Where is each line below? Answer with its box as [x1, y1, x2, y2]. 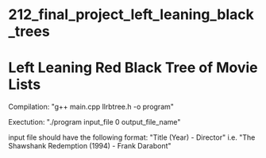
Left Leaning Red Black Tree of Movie [8, 59, 258, 77]
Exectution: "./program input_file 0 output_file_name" [8, 118, 181, 127]
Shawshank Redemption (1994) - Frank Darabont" [8, 141, 172, 151]
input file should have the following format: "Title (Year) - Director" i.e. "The [8, 133, 256, 142]
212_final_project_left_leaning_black [8, 6, 254, 24]
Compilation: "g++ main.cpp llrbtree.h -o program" [8, 102, 175, 112]
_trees [8, 22, 50, 40]
